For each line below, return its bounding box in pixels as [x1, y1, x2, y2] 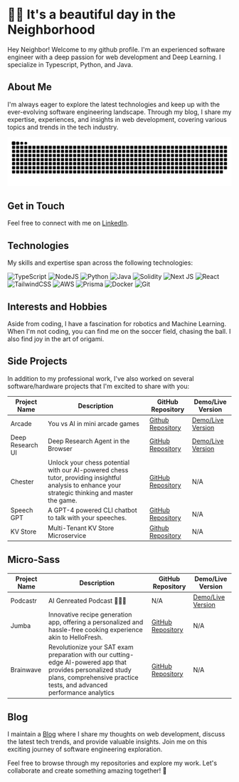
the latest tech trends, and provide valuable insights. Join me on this [7, 738, 208, 746]
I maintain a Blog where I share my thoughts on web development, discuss [7, 730, 225, 738]
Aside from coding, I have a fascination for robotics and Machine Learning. [7, 319, 226, 327]
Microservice [48, 531, 87, 539]
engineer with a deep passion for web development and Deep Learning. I [7, 53, 221, 61]
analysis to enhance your [48, 481, 122, 489]
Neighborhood [7, 21, 95, 38]
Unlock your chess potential [48, 458, 130, 467]
